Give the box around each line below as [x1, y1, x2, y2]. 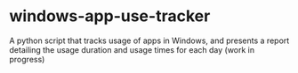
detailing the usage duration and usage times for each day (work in [9, 44, 255, 55]
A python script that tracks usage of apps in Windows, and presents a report [9, 35, 290, 46]
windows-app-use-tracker [9, 6, 211, 26]
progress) [9, 54, 45, 64]
